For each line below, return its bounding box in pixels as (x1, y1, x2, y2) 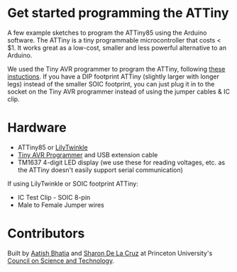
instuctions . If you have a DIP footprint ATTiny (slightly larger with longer (7, 72, 220, 81)
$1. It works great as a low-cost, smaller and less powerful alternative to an (7, 43, 227, 52)
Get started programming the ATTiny (7, 5, 229, 21)
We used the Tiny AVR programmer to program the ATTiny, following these (7, 64, 226, 73)
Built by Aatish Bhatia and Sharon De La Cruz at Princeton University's (7, 249, 213, 257)
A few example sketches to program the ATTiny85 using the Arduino (7, 28, 207, 37)
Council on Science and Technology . (7, 256, 115, 265)
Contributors (7, 225, 85, 242)
